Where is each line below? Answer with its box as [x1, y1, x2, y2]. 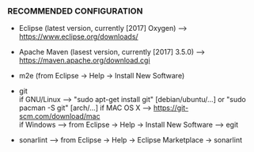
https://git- [153, 103, 189, 112]
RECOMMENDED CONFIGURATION [7, 6, 143, 17]
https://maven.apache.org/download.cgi [18, 55, 151, 65]
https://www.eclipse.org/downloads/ [18, 32, 139, 41]
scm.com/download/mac [18, 112, 100, 121]
